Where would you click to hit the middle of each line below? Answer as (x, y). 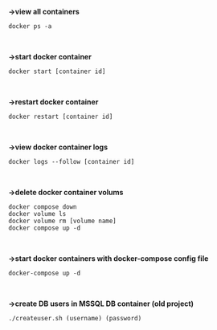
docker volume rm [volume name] (62, 221)
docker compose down (43, 207)
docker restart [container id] (61, 116)
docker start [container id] (57, 71)
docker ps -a (30, 26)
